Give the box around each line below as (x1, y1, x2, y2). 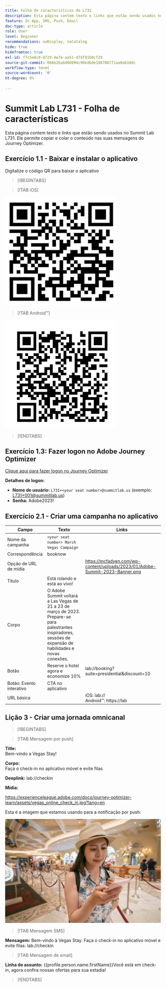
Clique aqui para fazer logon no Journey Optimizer (5, 468, 108, 474)
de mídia (7, 566, 25, 572)
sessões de (47, 635, 71, 640)
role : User (5, 29, 28, 34)
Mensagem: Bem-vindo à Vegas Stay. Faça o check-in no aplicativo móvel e (5, 937, 161, 943)
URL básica (7, 695, 31, 701)
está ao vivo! (47, 581, 73, 586)
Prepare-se (47, 614, 71, 620)
